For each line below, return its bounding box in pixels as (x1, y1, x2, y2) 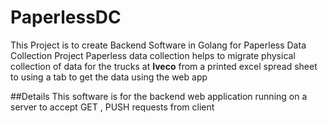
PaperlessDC (10, 6, 122, 29)
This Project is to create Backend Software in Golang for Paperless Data (10, 39, 307, 51)
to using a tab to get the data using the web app (10, 71, 208, 83)
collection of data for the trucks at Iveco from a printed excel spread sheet (10, 60, 318, 72)
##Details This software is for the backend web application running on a (10, 90, 308, 102)
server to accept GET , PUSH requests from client (10, 101, 215, 113)
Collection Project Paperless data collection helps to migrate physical (10, 49, 296, 61)
